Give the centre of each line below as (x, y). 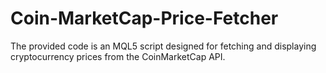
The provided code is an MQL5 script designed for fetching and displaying (163, 46)
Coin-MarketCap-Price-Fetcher (144, 18)
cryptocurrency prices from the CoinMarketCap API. (118, 56)
